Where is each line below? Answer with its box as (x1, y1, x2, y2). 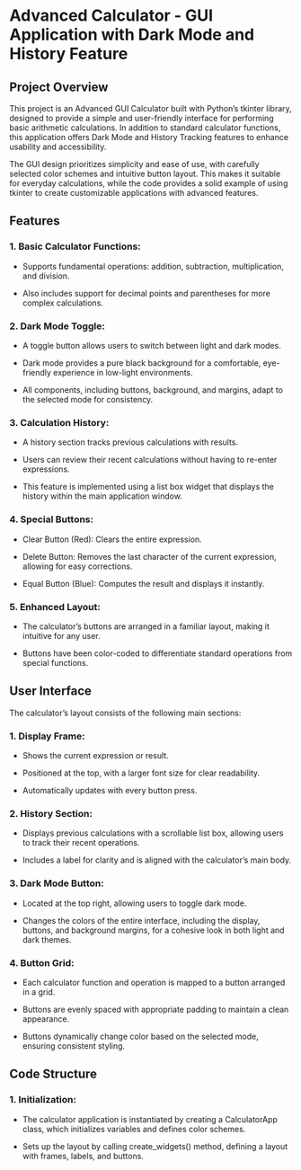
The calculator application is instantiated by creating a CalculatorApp (22, 1113, 279, 1124)
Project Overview (9, 79, 109, 94)
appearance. (22, 1013, 70, 1024)
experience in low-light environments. (53, 367, 193, 377)
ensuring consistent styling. (22, 1040, 126, 1051)
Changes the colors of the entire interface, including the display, (22, 915, 261, 926)
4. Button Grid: (9, 956, 75, 969)
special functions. (22, 657, 89, 668)
